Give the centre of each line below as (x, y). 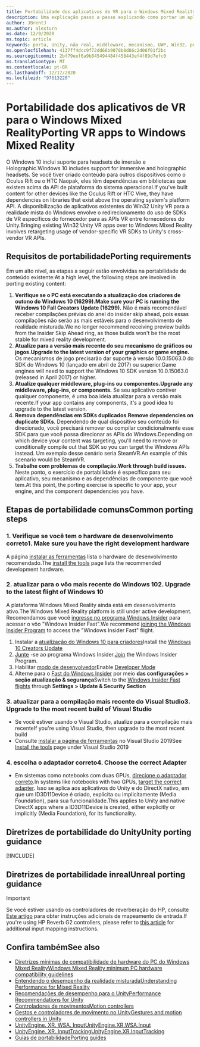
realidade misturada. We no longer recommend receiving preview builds (102, 326)
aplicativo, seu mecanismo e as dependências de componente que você (104, 478)
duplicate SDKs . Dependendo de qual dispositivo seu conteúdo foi (97, 421)
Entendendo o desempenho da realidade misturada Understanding (96, 980)
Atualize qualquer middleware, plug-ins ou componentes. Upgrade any (104, 383)
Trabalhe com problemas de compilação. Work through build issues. (100, 465)
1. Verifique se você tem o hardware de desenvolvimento (90, 536)
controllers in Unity (38, 1018)
